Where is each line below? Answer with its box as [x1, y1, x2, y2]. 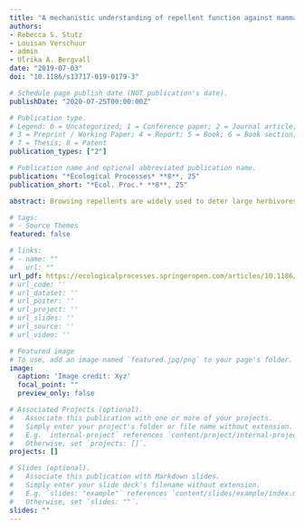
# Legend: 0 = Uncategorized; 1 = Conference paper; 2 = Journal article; [9, 121, 298, 131]
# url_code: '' [9, 280, 67, 289]
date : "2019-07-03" [9, 64, 83, 73]
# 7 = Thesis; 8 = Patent [9, 139, 107, 148]
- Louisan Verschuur [9, 38, 88, 48]
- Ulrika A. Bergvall [9, 55, 91, 64]
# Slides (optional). [9, 464, 91, 473]
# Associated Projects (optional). [9, 405, 144, 414]
